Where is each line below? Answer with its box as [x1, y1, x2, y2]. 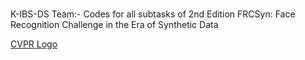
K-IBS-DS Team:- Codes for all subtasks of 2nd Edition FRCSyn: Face [10, 8, 296, 20]
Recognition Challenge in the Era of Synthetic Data [10, 19, 219, 31]
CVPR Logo [10, 38, 58, 50]
